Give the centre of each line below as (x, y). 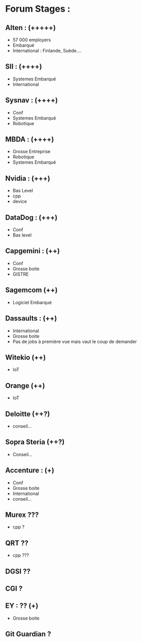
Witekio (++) (26, 357)
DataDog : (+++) (31, 217)
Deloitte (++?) (28, 414)
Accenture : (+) (30, 470)
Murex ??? (22, 515)
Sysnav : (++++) (32, 100)
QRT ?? (17, 543)
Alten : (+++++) (30, 28)
